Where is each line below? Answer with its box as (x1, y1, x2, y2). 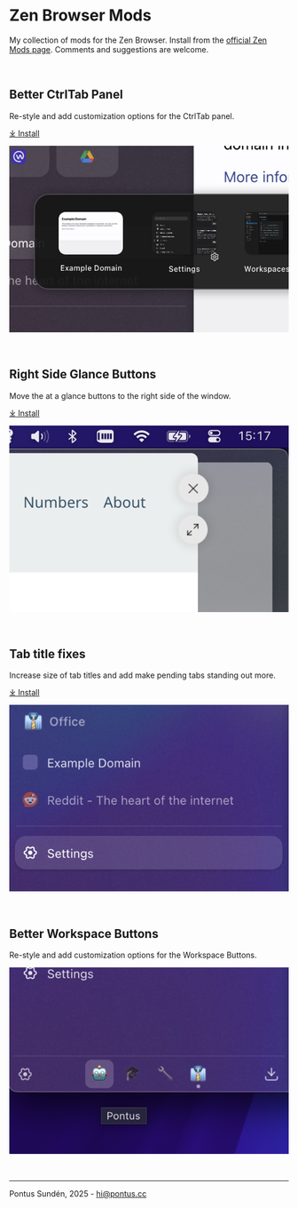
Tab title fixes (9, 646, 86, 662)
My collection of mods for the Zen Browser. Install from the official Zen (9, 35, 268, 45)
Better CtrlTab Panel (9, 87, 123, 102)
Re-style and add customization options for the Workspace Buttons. (9, 950, 257, 960)
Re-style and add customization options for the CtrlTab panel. (9, 110, 235, 121)
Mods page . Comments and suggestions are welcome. (9, 44, 209, 54)
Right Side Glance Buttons (9, 367, 157, 382)
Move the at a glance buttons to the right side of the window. (9, 390, 231, 401)
